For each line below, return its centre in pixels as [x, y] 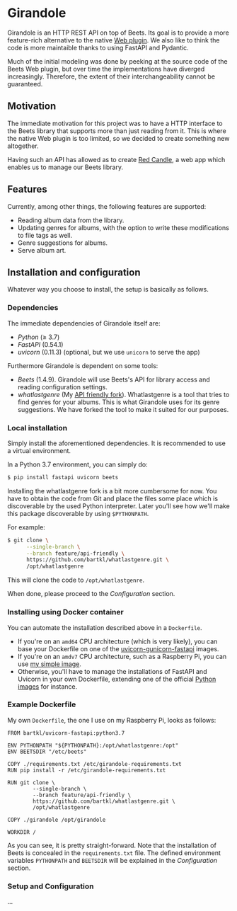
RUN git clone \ [31, 783]
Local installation [37, 428]
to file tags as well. [45, 235]
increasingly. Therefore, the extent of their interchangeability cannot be [111, 76]
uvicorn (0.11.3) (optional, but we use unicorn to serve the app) [109, 352]
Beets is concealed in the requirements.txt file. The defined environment [114, 853]
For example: [27, 527]
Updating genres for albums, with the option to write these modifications [123, 227]
